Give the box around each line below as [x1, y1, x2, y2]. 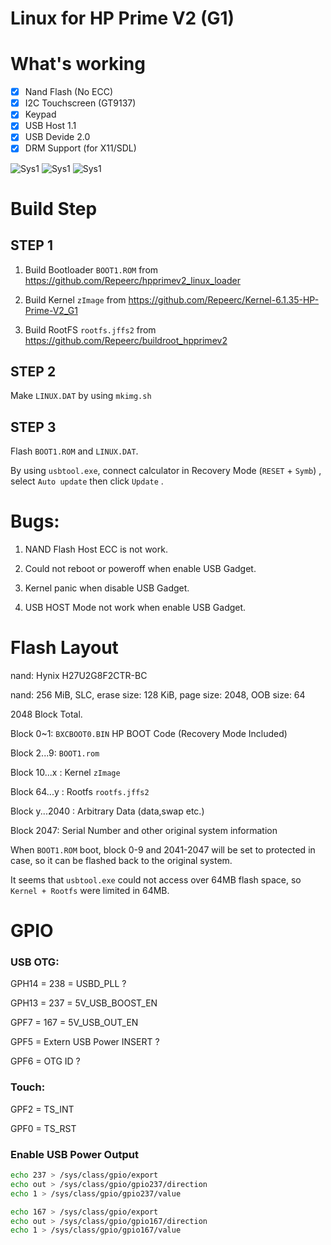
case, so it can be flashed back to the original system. [10, 855, 233, 866]
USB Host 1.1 [24, 120, 77, 132]
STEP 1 [10, 237, 54, 254]
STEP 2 [10, 363, 57, 380]
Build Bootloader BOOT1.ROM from [24, 263, 159, 276]
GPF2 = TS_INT [10, 1103, 75, 1115]
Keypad [24, 108, 57, 121]
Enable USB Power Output [10, 1147, 139, 1161]
